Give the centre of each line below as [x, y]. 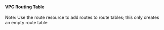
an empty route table [26, 23]
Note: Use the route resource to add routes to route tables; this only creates [82, 17]
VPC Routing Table [25, 7]
